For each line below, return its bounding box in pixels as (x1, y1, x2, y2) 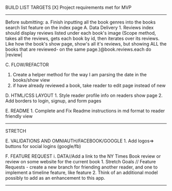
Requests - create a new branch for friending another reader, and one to (5, 164, 158, 170)
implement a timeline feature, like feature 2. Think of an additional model (5, 169, 158, 176)
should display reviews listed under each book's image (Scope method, (5, 30, 156, 36)
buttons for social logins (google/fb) (5, 143, 81, 149)
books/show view (12, 77, 50, 83)
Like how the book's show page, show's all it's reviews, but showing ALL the (5, 41, 167, 47)
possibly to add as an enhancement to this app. (5, 175, 105, 181)
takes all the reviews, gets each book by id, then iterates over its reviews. (5, 35, 160, 41)
